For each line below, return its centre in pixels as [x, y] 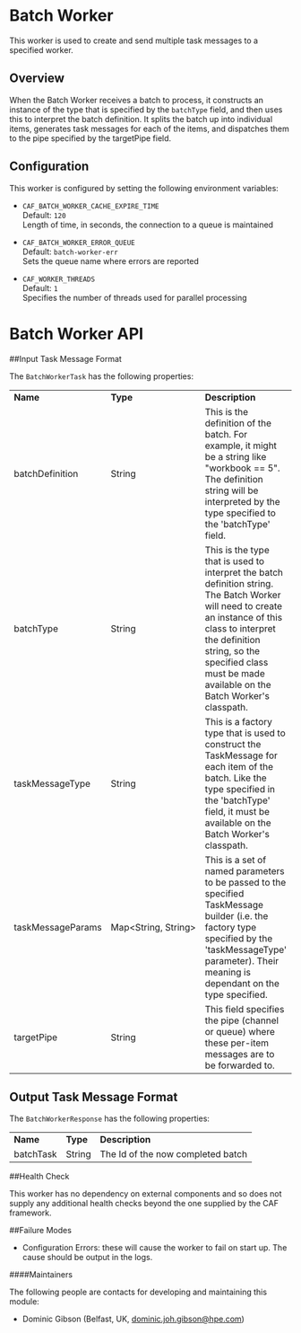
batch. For [226, 434]
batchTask [35, 1154]
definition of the [238, 423]
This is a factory [239, 721]
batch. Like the [236, 778]
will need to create [244, 605]
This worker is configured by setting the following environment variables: [144, 188]
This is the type [237, 550]
